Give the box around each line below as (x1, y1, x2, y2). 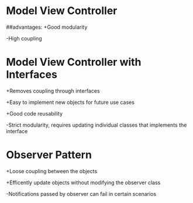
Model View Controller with (6, 56, 142, 69)
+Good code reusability (6, 110, 63, 117)
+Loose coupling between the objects (6, 167, 98, 174)
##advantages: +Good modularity (6, 23, 88, 31)
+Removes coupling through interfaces (6, 87, 101, 94)
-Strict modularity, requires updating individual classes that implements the (6, 121, 187, 128)
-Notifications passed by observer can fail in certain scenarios (6, 190, 157, 197)
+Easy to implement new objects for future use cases (6, 99, 135, 106)
